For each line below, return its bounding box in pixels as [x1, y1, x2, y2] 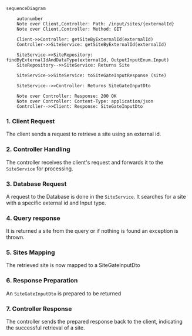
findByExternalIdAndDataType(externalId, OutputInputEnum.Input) [6, 57, 169, 63]
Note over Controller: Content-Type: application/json [16, 98, 154, 104]
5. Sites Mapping [6, 248, 55, 256]
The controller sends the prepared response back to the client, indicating [6, 318, 183, 325]
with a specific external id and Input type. [6, 199, 107, 206]
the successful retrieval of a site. [6, 324, 85, 331]
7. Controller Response [6, 304, 72, 312]
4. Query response [6, 214, 60, 222]
